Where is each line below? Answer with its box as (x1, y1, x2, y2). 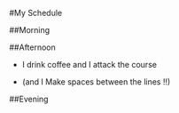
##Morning (9, 25, 51, 35)
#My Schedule (9, 8, 63, 18)
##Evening (9, 93, 49, 104)
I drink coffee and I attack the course (21, 60, 158, 69)
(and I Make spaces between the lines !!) (21, 77, 171, 87)
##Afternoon (9, 42, 56, 52)
